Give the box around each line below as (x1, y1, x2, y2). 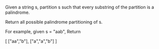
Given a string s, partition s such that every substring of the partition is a (5, 4, 154, 10)
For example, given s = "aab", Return (5, 29, 81, 34)
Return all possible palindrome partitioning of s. (5, 19, 103, 25)
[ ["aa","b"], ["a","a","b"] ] (5, 38, 57, 44)
